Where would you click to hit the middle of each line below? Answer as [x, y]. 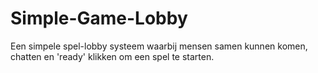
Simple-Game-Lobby [99, 18]
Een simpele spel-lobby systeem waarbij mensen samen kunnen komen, [159, 46]
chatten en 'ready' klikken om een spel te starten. [112, 56]
